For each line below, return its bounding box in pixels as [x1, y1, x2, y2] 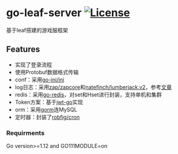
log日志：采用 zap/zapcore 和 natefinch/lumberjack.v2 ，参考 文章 [14, 83, 172, 90]
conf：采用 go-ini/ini [14, 76, 65, 83]
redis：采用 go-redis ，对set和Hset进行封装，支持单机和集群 [14, 90, 162, 98]
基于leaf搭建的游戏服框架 [6, 26, 68, 34]
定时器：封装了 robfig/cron [14, 113, 80, 120]
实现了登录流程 [14, 61, 52, 68]
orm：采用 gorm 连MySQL [14, 105, 77, 113]
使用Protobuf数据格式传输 [14, 68, 79, 76]
